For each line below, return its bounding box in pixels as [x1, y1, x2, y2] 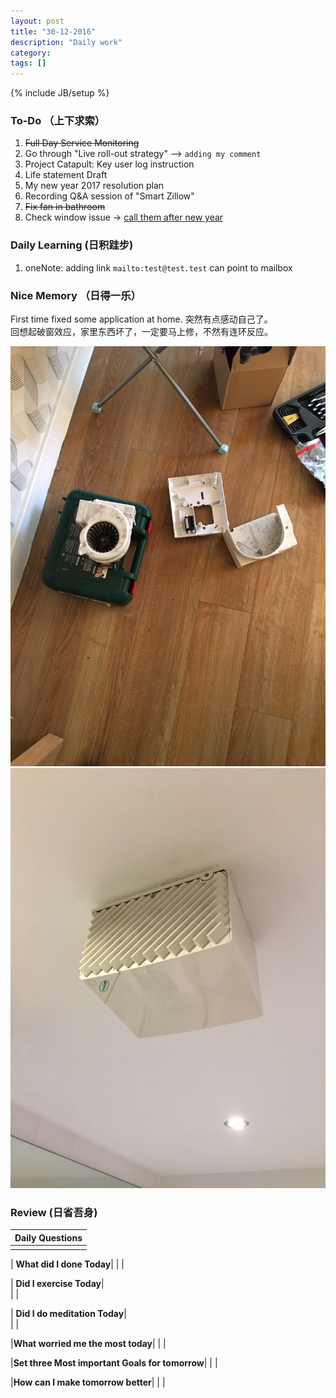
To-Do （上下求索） [10, 114, 106, 128]
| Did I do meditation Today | [10, 1307, 127, 1319]
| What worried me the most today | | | [10, 1337, 167, 1349]
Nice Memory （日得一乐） [10, 288, 142, 302]
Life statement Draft [24, 169, 108, 181]
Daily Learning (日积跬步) [10, 238, 134, 252]
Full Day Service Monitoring [24, 137, 140, 149]
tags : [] [10, 58, 47, 69]
